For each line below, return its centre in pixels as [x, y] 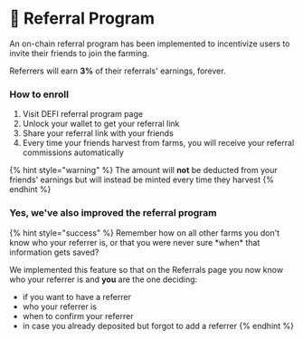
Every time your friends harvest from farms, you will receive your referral [158, 143]
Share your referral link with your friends [98, 133]
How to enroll [39, 94]
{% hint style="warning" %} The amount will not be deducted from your [143, 170]
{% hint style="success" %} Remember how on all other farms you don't [145, 233]
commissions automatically [73, 152]
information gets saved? [54, 252]
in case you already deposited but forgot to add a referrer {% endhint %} [158, 325]
